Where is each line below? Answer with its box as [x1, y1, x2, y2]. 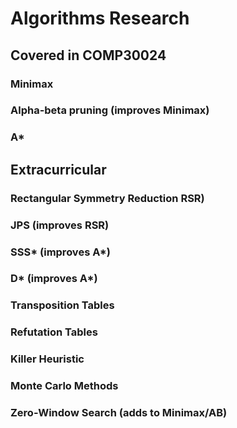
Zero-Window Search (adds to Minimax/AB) [10, 406, 228, 420]
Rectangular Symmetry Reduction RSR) [10, 191, 205, 205]
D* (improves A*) [10, 272, 98, 286]
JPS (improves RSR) [10, 218, 110, 232]
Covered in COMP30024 [10, 47, 167, 64]
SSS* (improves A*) [10, 245, 112, 259]
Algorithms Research [10, 7, 190, 30]
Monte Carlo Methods [10, 379, 119, 393]
